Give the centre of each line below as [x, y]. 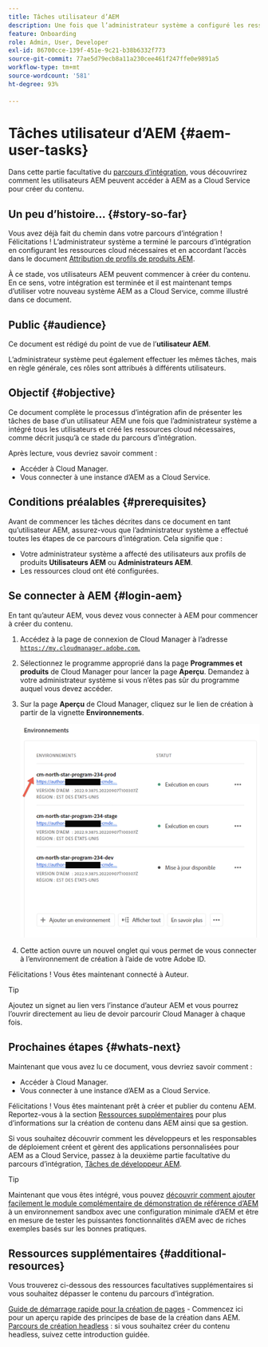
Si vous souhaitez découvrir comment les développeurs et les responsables [132, 1138]
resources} [37, 1266]
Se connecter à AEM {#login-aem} [95, 596]
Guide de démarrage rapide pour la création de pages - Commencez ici [126, 1309]
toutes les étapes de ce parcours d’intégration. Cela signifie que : [116, 538]
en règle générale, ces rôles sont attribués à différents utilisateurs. [117, 368]
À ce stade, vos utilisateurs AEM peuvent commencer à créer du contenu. [130, 275]
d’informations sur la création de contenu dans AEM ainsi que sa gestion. [128, 1123]
